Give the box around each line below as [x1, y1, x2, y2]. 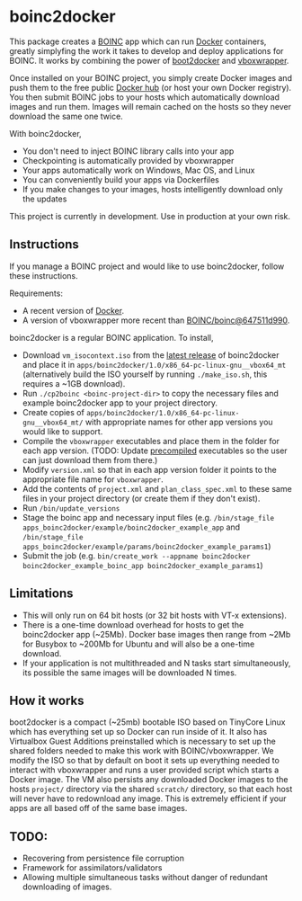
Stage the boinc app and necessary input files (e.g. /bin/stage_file [22, 512, 275, 522]
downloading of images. [22, 881, 112, 892]
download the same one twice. [9, 111, 123, 121]
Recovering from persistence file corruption [22, 852, 184, 864]
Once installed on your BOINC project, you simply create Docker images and [9, 72, 292, 83]
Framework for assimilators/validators [22, 862, 163, 873]
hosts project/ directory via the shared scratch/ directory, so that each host [9, 784, 293, 795]
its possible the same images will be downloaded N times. [22, 667, 237, 678]
